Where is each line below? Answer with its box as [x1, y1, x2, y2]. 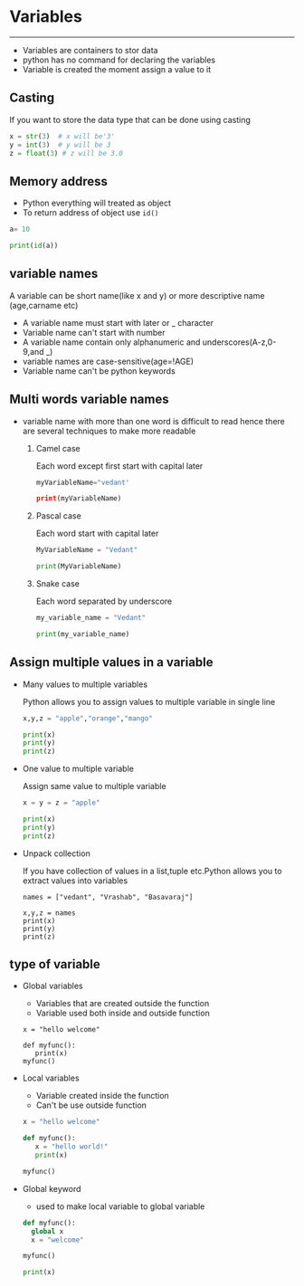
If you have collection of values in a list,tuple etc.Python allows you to [22, 865, 282, 876]
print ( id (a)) [9, 242, 59, 251]
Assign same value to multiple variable [22, 781, 166, 792]
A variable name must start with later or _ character [22, 317, 214, 328]
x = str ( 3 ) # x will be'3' [9, 131, 116, 141]
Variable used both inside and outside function [35, 1007, 210, 1019]
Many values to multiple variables [22, 679, 147, 690]
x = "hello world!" [34, 1142, 109, 1151]
